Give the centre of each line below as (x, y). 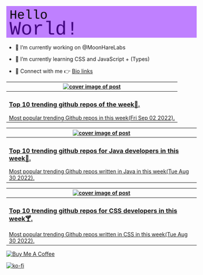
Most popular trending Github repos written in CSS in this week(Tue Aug (98, 234)
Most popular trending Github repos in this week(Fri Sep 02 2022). (92, 118)
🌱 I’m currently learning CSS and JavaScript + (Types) (82, 59)
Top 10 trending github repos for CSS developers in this (93, 211)
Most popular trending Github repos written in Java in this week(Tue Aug (99, 171)
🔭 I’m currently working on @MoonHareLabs (70, 47)
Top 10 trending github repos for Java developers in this (94, 151)
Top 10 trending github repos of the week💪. (74, 104)
